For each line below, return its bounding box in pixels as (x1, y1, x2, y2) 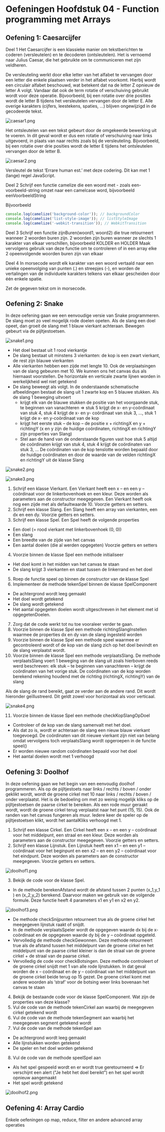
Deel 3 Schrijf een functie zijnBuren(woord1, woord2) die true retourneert (5, 230, 154, 236)
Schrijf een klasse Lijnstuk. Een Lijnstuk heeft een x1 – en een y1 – (12, 843, 146, 849)
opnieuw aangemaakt (12, 1075, 57, 1081)
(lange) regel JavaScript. (5, 173, 55, 178)
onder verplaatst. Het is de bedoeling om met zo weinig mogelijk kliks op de (5, 796, 159, 802)
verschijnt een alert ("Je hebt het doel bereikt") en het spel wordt (12, 1070, 144, 1075)
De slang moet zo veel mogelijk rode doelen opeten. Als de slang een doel (5, 318, 156, 324)
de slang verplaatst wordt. (12, 647, 66, 653)
